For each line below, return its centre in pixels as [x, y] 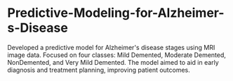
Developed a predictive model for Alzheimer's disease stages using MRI [111, 47]
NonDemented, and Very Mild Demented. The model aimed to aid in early [113, 62]
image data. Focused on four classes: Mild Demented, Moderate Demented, [117, 55]
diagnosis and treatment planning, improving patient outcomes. [99, 70]
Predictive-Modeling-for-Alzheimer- [116, 13]
